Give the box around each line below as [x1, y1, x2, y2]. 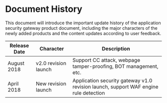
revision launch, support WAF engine [72, 83, 159, 90]
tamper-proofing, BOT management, [72, 63, 159, 70]
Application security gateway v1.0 [72, 77, 153, 84]
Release [9, 42, 29, 49]
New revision [35, 80, 67, 87]
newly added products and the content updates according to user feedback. [5, 30, 162, 36]
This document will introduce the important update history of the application [5, 20, 161, 26]
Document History [5, 3, 83, 15]
